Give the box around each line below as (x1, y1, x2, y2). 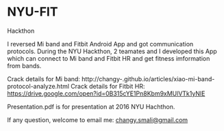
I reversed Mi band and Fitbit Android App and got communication (7, 40, 194, 48)
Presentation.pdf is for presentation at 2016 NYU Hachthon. (7, 102, 175, 111)
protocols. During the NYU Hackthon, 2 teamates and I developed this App (7, 47, 217, 55)
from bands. (7, 61, 42, 70)
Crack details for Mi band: (7, 74, 81, 83)
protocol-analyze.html (7, 82, 70, 90)
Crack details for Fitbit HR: (71, 82, 145, 90)
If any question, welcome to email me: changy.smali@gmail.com (7, 115, 188, 123)
